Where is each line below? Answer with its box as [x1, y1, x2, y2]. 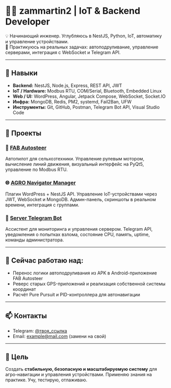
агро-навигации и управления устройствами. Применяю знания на [5, 372, 152, 378]
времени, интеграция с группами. [5, 202, 80, 208]
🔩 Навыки [5, 69, 38, 77]
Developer [5, 16, 50, 27]
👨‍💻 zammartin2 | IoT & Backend [5, 5, 140, 17]
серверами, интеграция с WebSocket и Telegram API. [5, 49, 121, 56]
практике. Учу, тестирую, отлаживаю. [5, 377, 88, 383]
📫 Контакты [5, 312, 47, 320]
